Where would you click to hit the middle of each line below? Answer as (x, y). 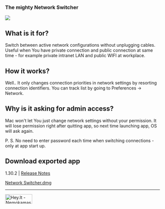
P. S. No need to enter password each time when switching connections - (80, 140)
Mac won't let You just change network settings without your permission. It (81, 120)
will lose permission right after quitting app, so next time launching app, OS (81, 126)
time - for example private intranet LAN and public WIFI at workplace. (75, 56)
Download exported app (43, 161)
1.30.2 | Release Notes (28, 173)
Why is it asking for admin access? (59, 109)
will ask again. (19, 131)
